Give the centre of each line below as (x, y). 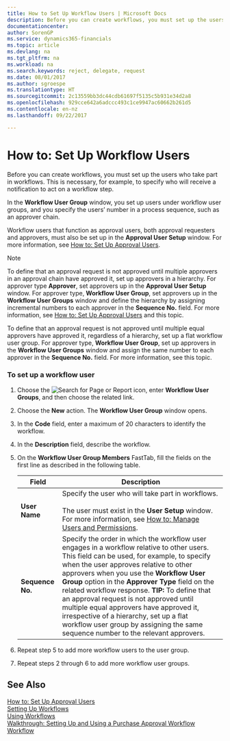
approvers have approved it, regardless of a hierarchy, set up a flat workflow (115, 335)
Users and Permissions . (100, 527)
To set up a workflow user (51, 375)
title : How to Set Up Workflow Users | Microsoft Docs (87, 13)
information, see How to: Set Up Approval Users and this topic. (95, 315)
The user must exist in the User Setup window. (138, 510)
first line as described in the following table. (79, 465)
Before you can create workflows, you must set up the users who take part (112, 174)
